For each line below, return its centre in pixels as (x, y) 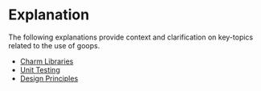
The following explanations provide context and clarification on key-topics (131, 37)
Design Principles (49, 78)
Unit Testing (40, 69)
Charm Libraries (47, 61)
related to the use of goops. (54, 45)
